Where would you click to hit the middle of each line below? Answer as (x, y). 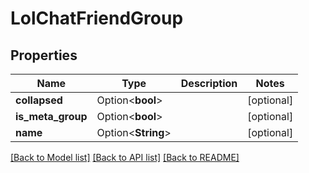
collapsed (39, 100)
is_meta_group (51, 116)
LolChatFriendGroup (97, 18)
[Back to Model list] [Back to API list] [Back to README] (125, 157)
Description (209, 83)
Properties (44, 55)
